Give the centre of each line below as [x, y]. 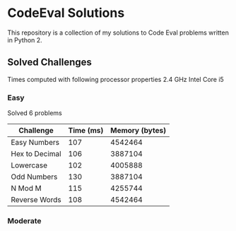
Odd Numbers [34, 177]
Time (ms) [86, 131]
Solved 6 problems [35, 113]
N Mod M [26, 189]
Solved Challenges [49, 63]
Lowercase [29, 165]
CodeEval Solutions [66, 13]
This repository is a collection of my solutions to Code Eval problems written [118, 32]
